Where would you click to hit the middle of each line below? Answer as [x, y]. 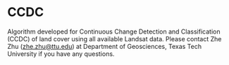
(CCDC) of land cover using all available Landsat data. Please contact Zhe [114, 38]
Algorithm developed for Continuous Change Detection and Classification [114, 31]
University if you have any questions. [61, 54]
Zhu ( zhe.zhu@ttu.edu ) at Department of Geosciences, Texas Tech [105, 46]
